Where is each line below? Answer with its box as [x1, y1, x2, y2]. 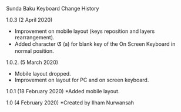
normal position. [14, 47, 54, 55]
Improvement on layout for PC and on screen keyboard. [14, 76, 149, 83]
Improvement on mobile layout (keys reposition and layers [14, 28, 155, 35]
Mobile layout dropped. [14, 70, 72, 77]
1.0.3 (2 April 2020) [6, 16, 53, 23]
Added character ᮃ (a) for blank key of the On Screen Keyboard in [14, 40, 176, 47]
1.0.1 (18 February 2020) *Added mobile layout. [6, 88, 120, 94]
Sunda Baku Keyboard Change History [6, 5, 99, 12]
